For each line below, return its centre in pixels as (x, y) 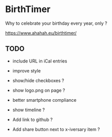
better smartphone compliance (44, 100)
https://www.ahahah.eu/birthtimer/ (41, 33)
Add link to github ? (32, 119)
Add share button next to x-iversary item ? (56, 129)
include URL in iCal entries (40, 61)
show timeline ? (29, 110)
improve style (27, 71)
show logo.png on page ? (39, 90)
